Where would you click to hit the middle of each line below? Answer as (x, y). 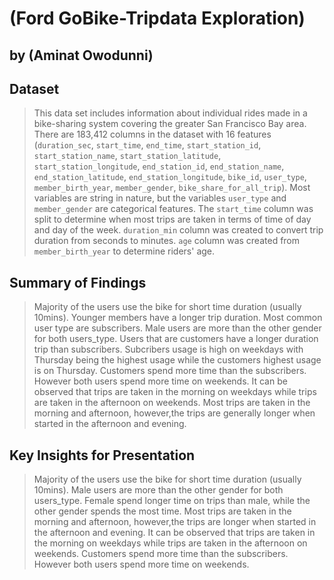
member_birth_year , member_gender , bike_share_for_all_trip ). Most (172, 188)
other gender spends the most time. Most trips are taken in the (162, 511)
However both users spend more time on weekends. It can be (160, 381)
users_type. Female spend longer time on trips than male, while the (172, 501)
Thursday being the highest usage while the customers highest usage (177, 360)
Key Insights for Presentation (102, 455)
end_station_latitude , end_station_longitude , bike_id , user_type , (170, 177)
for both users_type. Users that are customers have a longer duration (176, 339)
